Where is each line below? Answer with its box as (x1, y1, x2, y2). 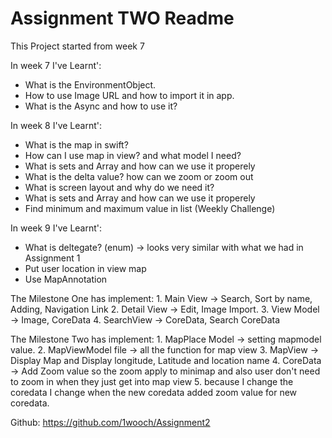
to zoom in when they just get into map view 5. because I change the (10, 375, 294, 387)
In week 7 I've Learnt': (10, 59, 102, 71)
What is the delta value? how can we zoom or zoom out (24, 170, 254, 182)
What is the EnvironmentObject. (24, 78, 157, 91)
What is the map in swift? (24, 138, 129, 151)
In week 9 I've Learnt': (10, 222, 103, 234)
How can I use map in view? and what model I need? (24, 149, 242, 161)
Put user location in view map (24, 262, 147, 274)
